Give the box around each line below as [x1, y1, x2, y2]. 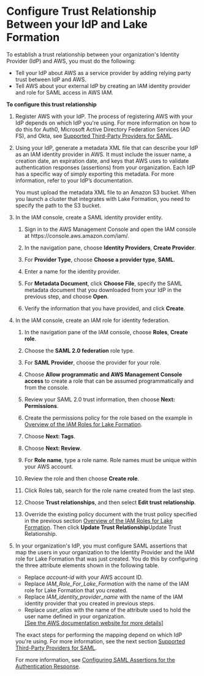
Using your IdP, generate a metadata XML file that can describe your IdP [15, 144, 198, 151]
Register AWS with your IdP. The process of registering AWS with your [15, 112, 193, 120]
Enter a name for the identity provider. [24, 267, 121, 275]
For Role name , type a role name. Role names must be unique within [24, 456, 197, 463]
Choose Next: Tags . [24, 432, 75, 440]
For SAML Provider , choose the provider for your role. [24, 358, 161, 366]
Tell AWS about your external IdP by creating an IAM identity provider [15, 82, 191, 90]
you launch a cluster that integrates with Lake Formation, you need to [15, 195, 191, 202]
